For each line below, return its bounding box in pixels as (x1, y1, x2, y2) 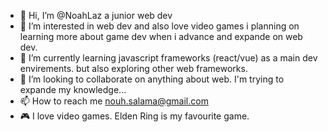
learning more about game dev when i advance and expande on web (19, 31, 303, 42)
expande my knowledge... (19, 84, 127, 95)
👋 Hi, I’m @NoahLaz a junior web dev (19, 10, 173, 21)
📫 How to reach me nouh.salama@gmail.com (19, 95, 209, 107)
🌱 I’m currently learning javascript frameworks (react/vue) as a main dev (19, 52, 318, 64)
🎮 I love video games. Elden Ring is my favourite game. (19, 110, 250, 122)
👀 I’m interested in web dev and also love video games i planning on (19, 20, 300, 32)
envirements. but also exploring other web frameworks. (19, 63, 248, 74)
